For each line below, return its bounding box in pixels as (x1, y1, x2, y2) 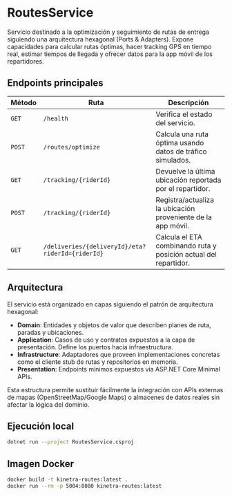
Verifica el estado (155, 109, 213, 119)
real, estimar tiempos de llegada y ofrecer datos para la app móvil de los (7, 50, 213, 58)
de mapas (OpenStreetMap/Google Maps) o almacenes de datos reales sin (7, 393, 220, 401)
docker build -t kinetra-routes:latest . (7, 476, 128, 484)
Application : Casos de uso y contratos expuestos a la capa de (17, 336, 195, 344)
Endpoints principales (7, 77, 104, 89)
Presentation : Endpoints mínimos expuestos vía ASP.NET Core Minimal (17, 365, 221, 373)
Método (10, 98, 37, 107)
